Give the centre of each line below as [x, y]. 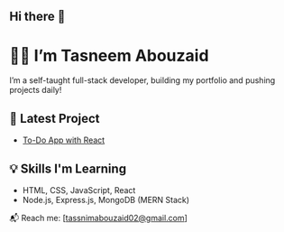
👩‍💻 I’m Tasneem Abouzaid [109, 56]
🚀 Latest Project [55, 118]
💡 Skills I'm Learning [68, 168]
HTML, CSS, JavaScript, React [79, 190]
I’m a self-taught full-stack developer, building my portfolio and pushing [142, 80]
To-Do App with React [64, 140]
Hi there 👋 [37, 17]
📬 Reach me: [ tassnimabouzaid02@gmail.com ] [98, 218]
